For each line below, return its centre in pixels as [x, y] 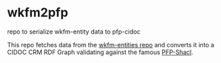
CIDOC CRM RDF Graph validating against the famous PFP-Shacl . [100, 52]
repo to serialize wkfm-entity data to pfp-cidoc [74, 32]
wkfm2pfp [38, 13]
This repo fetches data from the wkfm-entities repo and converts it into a [111, 45]
